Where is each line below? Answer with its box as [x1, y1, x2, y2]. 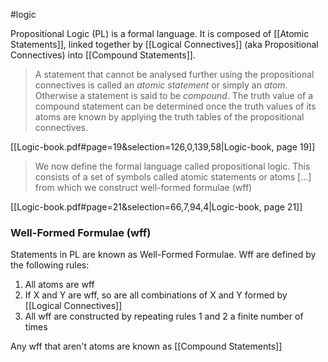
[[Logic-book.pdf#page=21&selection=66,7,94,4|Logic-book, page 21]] [10, 201, 303, 213]
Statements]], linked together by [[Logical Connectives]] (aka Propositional [10, 39, 319, 50]
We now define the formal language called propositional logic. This [34, 160, 311, 172]
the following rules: [10, 259, 90, 271]
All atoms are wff [24, 279, 95, 291]
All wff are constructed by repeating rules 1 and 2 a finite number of [24, 310, 304, 323]
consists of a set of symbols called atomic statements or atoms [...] [34, 171, 312, 183]
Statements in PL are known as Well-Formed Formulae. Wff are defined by [10, 249, 317, 261]
